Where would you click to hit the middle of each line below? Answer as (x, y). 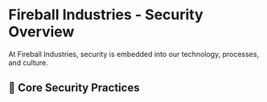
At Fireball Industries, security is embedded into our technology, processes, (134, 54)
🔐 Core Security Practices (74, 88)
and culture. (28, 63)
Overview (41, 32)
